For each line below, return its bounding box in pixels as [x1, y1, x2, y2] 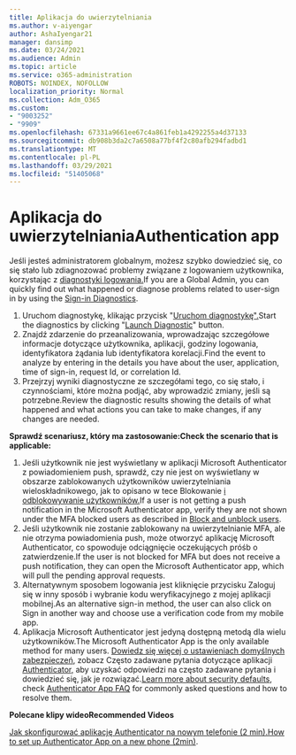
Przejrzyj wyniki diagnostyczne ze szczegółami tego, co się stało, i [21, 376, 265, 387]
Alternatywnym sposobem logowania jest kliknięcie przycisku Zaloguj [21, 580, 276, 590]
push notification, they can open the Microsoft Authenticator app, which [21, 561, 285, 572]
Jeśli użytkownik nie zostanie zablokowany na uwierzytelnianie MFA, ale [21, 523, 285, 534]
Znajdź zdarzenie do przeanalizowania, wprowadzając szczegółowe [21, 329, 270, 340]
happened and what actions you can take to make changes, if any [21, 404, 262, 415]
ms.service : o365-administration [9, 71, 133, 80]
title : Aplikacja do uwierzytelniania [9, 12, 152, 22]
